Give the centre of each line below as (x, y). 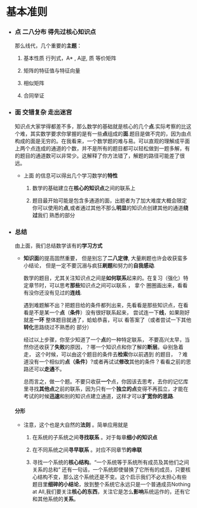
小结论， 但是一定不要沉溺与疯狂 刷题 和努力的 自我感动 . (89, 265)
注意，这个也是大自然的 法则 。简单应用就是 (76, 425)
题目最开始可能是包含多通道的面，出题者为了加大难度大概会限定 (109, 200)
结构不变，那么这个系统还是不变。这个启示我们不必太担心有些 (112, 477)
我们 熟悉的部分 (56, 215)
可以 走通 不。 (49, 369)
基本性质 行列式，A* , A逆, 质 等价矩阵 (70, 58)
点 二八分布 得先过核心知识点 (55, 32)
